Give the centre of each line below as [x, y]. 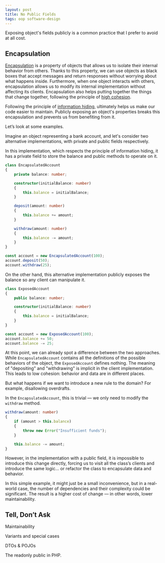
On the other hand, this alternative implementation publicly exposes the [78, 274]
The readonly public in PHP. [33, 555]
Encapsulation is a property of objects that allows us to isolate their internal [82, 66]
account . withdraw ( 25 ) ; [28, 265]
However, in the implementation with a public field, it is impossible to [75, 458]
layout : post [18, 10]
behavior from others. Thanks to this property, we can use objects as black [81, 71]
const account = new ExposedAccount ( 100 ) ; [49, 334]
